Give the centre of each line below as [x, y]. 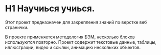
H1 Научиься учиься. [50, 9]
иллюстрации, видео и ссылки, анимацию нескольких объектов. [73, 47]
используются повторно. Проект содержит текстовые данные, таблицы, [81, 42]
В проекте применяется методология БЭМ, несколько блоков [70, 37]
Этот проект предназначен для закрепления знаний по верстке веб [76, 22]
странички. [17, 27]
